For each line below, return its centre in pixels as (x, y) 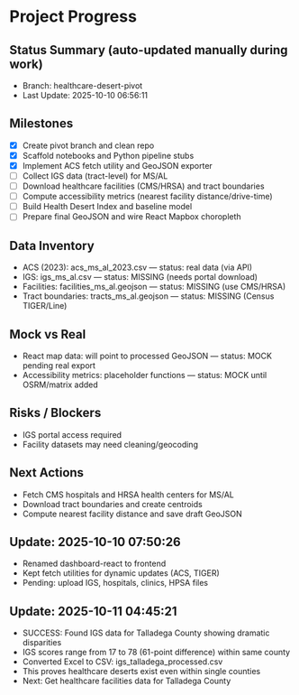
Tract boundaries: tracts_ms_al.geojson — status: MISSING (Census (148, 296)
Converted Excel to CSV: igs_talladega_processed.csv (122, 662)
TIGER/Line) (45, 306)
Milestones (41, 124)
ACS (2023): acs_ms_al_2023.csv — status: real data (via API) (137, 267)
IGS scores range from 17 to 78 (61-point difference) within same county (156, 653)
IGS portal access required (72, 434)
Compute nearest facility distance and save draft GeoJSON (132, 514)
